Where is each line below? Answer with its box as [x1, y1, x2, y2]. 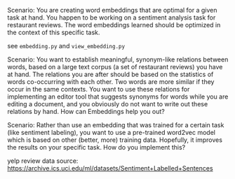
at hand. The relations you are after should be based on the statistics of [7, 70, 214, 78]
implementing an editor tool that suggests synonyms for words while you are [7, 92, 229, 101]
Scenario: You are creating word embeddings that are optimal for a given [7, 6, 217, 14]
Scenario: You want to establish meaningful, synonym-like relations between [7, 55, 229, 64]
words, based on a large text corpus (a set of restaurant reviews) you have [7, 63, 223, 71]
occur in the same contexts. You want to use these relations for [7, 85, 190, 93]
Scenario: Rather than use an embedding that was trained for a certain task [7, 121, 224, 129]
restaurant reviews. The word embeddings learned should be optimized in [7, 21, 221, 29]
